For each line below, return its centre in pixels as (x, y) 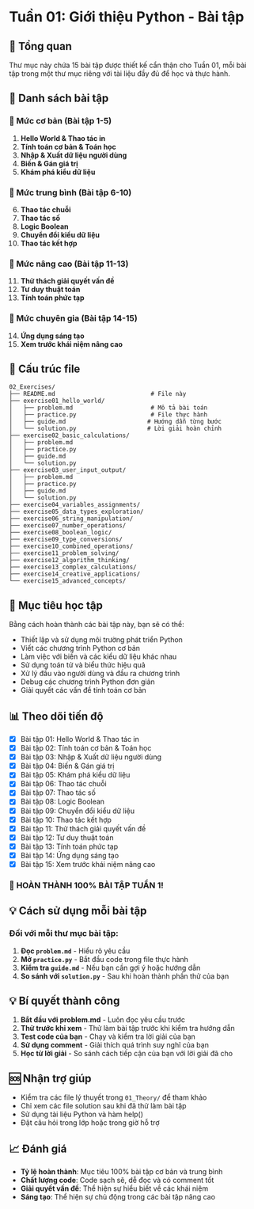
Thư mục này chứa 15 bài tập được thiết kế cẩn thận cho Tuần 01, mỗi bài (128, 65)
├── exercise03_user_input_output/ (68, 470)
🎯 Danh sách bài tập (59, 99)
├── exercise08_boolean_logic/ (61, 533)
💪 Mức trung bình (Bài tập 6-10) (70, 192)
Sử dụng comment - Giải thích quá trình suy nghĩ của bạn (114, 1045)
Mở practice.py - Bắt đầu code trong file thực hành (104, 959)
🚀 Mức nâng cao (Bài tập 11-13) (69, 264)
